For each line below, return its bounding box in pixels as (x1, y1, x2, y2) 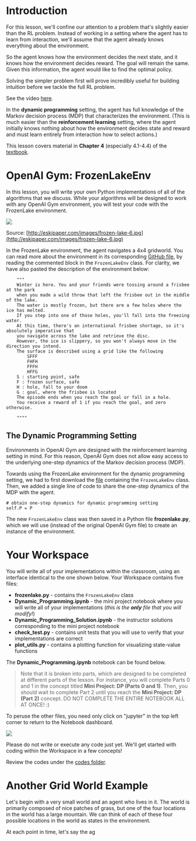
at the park (6, 287, 35, 293)
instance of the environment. (6, 528, 75, 535)
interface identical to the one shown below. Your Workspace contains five (6, 574, 184, 581)
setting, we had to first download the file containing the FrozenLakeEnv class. (6, 476, 190, 483)
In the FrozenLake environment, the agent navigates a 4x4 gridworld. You (6, 247, 183, 254)
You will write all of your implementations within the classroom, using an (6, 567, 180, 574)
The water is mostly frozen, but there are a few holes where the (16, 302, 182, 308)
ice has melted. (6, 307, 46, 313)
